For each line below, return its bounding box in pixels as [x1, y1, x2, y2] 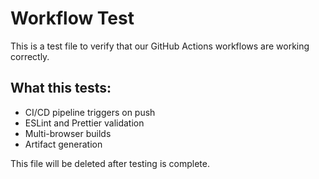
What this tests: [10, 80, 112, 97]
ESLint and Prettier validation [24, 117, 145, 129]
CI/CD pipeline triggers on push [24, 106, 156, 118]
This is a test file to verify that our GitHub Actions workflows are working [10, 40, 310, 52]
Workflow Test [10, 7, 135, 30]
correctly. [10, 50, 50, 62]
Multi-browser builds [24, 127, 112, 139]
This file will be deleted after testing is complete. [10, 157, 211, 169]
